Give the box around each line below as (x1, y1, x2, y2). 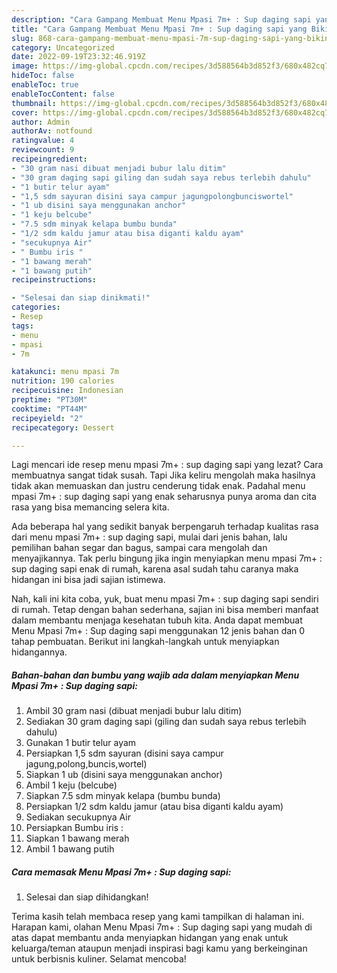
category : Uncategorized (11, 42, 115, 53)
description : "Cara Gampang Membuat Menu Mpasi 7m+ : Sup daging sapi (11, 14, 312, 25)
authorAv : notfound (11, 126, 93, 136)
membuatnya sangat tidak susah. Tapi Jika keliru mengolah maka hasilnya (11, 469, 316, 481)
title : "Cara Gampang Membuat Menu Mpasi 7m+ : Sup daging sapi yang (11, 24, 308, 34)
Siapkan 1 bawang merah (25, 832, 130, 845)
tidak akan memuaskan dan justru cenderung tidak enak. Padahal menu (11, 480, 306, 492)
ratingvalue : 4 (11, 136, 75, 146)
